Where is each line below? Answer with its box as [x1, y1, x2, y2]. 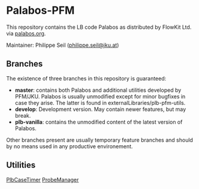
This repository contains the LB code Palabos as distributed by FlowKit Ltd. [6, 23, 192, 31]
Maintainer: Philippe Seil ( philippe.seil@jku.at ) [6, 41, 119, 49]
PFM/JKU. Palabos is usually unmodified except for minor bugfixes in [14, 92, 186, 100]
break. [14, 112, 31, 119]
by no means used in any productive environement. [6, 142, 133, 150]
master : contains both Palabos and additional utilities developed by [14, 86, 182, 94]
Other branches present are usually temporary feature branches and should [6, 136, 194, 143]
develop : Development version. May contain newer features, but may [14, 106, 186, 113]
